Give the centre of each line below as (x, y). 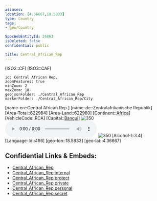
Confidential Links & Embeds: (51, 156)
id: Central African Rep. (31, 77)
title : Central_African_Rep (34, 54)
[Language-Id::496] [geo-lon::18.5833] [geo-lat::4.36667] (63, 141)
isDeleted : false (23, 41)
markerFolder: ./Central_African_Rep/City (49, 99)
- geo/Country (20, 28)
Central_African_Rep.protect (41, 178)
